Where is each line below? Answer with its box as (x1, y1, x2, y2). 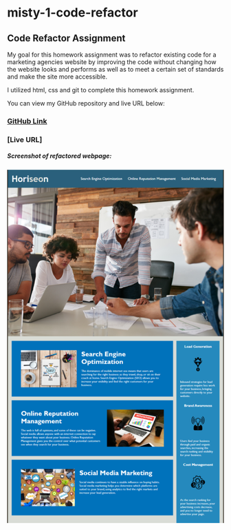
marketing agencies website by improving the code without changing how (7, 58, 217, 66)
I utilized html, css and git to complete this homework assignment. (7, 86, 195, 94)
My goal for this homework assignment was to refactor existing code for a (7, 50, 217, 59)
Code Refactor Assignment (7, 32, 126, 44)
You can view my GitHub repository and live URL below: (7, 99, 165, 108)
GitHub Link (7, 116, 47, 125)
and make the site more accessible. (7, 72, 108, 81)
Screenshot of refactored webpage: (7, 152, 112, 160)
